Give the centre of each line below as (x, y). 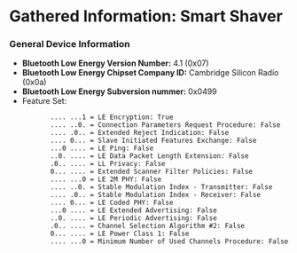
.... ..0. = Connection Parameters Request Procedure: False (165, 125)
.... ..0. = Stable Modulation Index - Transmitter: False (161, 187)
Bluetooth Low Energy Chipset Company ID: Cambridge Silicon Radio (150, 73)
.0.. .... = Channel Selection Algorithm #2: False (148, 226)
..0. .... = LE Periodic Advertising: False (133, 218)
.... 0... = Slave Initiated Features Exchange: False (153, 141)
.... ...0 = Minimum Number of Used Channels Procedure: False (169, 241)
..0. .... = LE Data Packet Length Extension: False (149, 156)
